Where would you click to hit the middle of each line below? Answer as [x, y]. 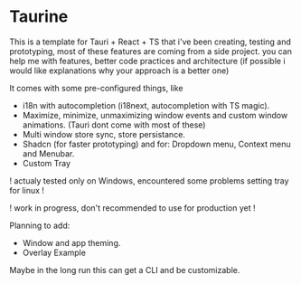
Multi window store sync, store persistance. [103, 134]
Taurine [39, 17]
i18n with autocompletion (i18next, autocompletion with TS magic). [146, 105]
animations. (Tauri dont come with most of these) [114, 125]
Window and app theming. [71, 242]
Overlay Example [54, 252]
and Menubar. [48, 153]
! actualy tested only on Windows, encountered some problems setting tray [149, 180]
